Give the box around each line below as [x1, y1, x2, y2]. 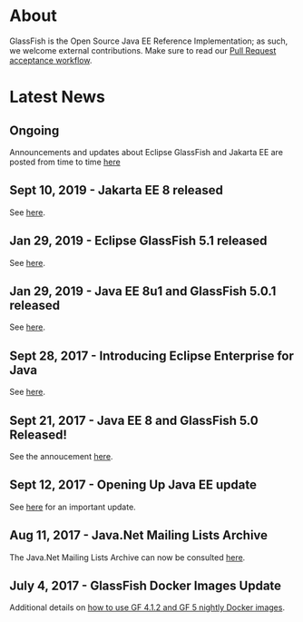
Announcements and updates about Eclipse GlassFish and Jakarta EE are [9, 146, 284, 157]
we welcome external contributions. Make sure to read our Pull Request [9, 44, 277, 55]
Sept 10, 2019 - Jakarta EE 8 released [9, 183, 224, 198]
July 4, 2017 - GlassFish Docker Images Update [9, 578, 282, 594]
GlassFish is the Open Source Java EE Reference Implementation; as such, [9, 35, 288, 46]
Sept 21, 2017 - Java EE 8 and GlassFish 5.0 [9, 412, 259, 428]
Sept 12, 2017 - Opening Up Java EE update [9, 478, 257, 493]
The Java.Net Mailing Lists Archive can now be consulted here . [9, 551, 246, 563]
